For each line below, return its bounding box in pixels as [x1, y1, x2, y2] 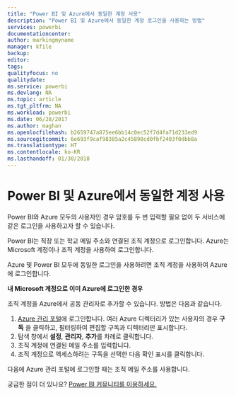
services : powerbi [7, 23, 61, 30]
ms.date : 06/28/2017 [7, 115, 69, 122]
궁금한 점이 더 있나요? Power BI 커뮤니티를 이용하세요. [7, 379, 158, 388]
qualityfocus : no [7, 69, 59, 76]
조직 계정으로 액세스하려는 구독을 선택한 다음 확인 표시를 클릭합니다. [17, 350, 205, 358]
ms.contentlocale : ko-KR [7, 149, 81, 156]
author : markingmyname [7, 37, 74, 44]
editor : [7, 57, 30, 64]
